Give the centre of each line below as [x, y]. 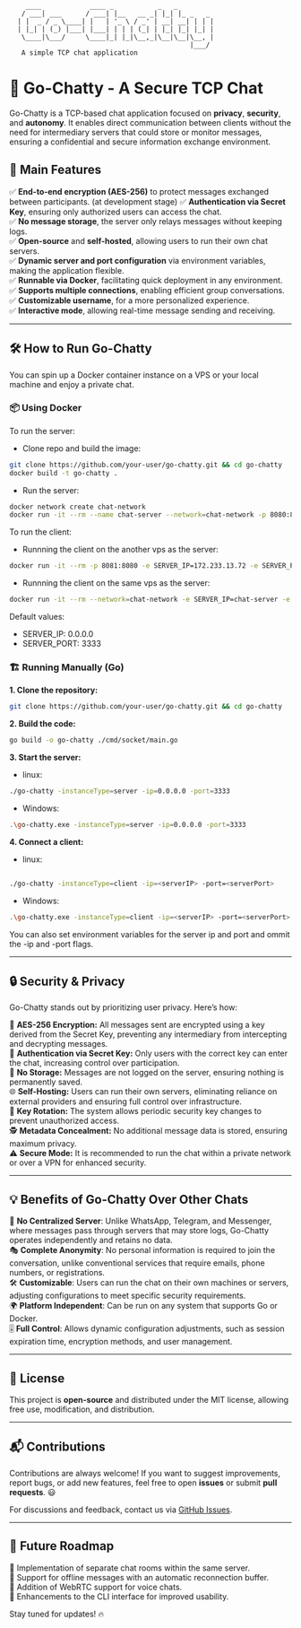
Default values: [37, 617]
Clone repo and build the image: [82, 448]
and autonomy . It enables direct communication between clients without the [150, 122]
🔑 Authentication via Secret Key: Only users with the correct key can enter [149, 1053]
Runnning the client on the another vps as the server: [120, 550]
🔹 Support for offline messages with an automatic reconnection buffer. [139, 1577]
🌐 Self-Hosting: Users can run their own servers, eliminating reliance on [143, 1092]
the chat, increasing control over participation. [95, 1063]
